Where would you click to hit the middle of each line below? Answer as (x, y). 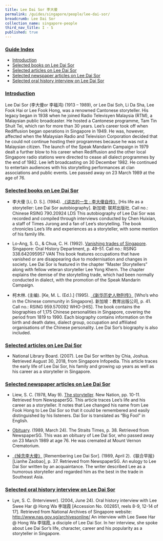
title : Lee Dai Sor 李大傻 (31, 10)
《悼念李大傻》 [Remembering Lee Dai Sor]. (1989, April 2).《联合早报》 (84, 456)
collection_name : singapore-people (41, 23)
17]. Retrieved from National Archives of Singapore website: (72, 512)
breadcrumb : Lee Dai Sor (30, 19)
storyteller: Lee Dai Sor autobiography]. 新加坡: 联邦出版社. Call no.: (80, 208)
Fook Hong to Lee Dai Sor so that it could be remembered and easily (81, 411)
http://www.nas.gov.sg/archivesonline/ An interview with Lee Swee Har (84, 517)
